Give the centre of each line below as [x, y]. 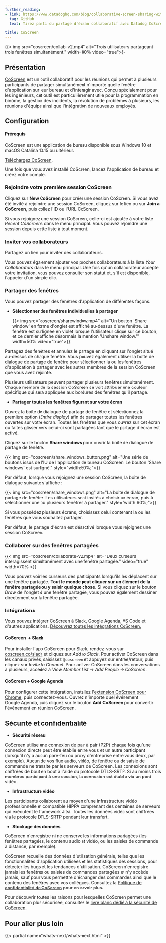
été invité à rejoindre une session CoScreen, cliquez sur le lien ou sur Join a [82, 203]
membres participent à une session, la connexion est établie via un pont [78, 777]
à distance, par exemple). [31, 847]
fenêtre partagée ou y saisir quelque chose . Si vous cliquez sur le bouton [81, 587]
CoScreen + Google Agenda [34, 681]
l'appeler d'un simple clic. [31, 278]
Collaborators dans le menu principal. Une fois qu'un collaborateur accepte [82, 268]
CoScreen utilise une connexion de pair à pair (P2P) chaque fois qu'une [78, 745]
